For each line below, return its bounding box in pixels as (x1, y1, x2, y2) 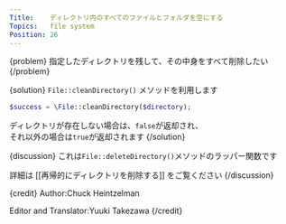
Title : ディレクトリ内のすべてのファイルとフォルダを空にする (9, 13, 224, 23)
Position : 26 (9, 30, 59, 39)
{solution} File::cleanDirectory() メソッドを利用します (9, 85, 218, 96)
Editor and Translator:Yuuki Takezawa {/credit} (9, 205, 183, 217)
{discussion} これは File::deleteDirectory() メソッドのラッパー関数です (9, 151, 278, 162)
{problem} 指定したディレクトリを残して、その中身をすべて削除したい (9, 56, 269, 67)
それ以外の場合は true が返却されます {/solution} (9, 132, 186, 143)
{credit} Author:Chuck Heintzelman (9, 188, 140, 199)
